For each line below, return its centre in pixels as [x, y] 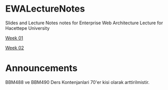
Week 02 [15, 48]
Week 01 [14, 38]
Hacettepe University [27, 28]
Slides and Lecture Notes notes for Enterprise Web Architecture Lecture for [84, 23]
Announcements [41, 68]
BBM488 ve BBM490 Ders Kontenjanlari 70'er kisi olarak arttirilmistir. [77, 82]
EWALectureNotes [45, 9]
